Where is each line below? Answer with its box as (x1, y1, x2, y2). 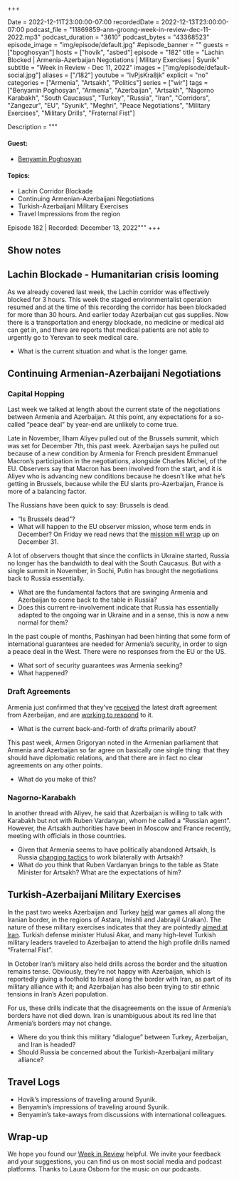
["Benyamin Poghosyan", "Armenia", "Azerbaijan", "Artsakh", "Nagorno (7, 86, 215, 94)
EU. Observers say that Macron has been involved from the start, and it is (7, 465, 223, 473)
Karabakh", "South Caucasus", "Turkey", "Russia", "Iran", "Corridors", (7, 94, 211, 102)
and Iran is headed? (17, 1040, 76, 1049)
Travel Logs (7, 1076, 60, 1089)
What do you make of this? (17, 775, 97, 783)
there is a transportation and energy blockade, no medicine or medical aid (7, 318, 224, 326)
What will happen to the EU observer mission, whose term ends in (17, 523, 211, 531)
